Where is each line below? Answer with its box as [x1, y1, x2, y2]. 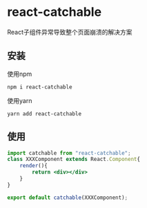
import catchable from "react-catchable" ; [7, 149, 131, 156]
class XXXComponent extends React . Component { [7, 156, 140, 163]
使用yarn [7, 96, 32, 104]
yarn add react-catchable [7, 110, 81, 117]
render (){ [19, 162, 48, 169]
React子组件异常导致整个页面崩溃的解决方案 [7, 28, 133, 36]
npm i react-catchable [7, 84, 72, 91]
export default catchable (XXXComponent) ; [7, 194, 128, 201]
